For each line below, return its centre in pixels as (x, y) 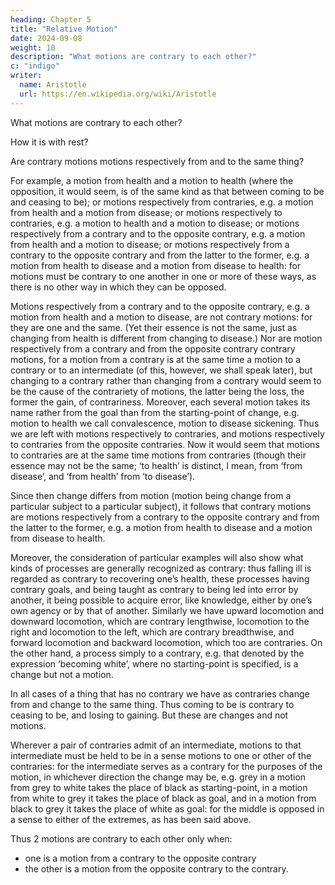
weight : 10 (33, 47)
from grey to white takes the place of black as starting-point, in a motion (159, 787)
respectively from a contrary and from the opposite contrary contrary (153, 348)
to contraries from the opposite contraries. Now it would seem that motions (165, 444)
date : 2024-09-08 (46, 38)
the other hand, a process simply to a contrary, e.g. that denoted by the (157, 653)
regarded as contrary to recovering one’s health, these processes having (160, 578)
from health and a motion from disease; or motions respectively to (146, 212)
